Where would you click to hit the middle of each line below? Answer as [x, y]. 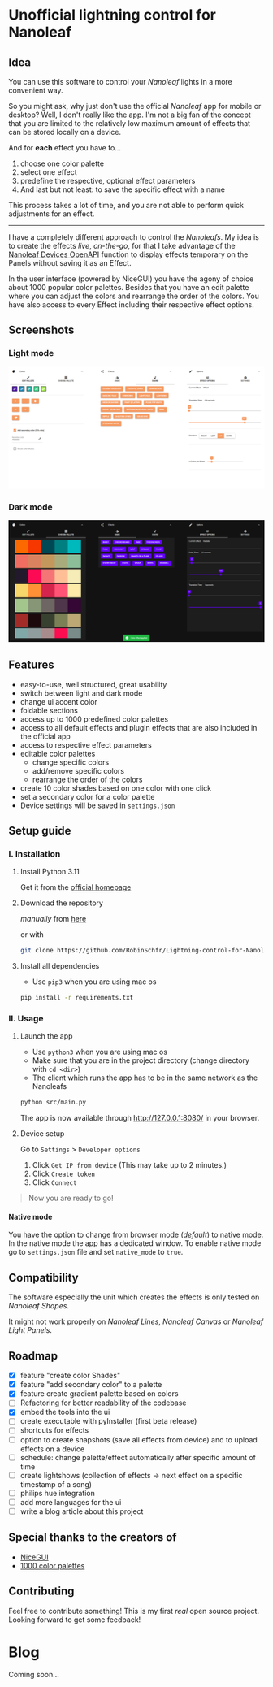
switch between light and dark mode [81, 693]
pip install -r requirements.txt [77, 998]
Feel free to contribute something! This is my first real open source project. [134, 1611]
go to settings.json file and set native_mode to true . [96, 1252]
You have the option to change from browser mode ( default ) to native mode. [136, 1235]
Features [31, 665]
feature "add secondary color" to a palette [91, 1385]
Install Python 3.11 [50, 872]
